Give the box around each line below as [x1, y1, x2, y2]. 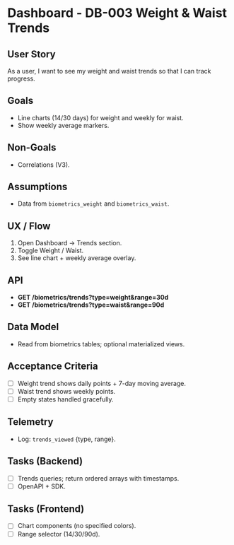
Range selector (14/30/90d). [17, 529, 100, 538]
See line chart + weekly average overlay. [17, 254, 136, 262]
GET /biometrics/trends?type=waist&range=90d [17, 300, 165, 309]
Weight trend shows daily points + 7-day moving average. [17, 379, 186, 387]
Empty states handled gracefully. [17, 394, 115, 404]
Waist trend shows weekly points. [17, 387, 116, 395]
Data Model [7, 321, 59, 333]
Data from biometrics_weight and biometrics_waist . [17, 199, 170, 208]
